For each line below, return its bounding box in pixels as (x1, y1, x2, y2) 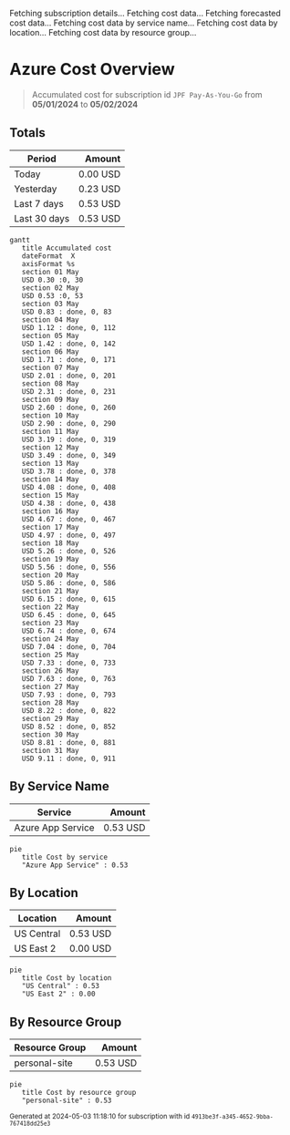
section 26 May (21, 666, 79, 676)
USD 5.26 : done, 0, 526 (21, 546, 117, 555)
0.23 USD (78, 182, 121, 195)
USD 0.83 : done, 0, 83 (21, 307, 112, 316)
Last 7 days (14, 197, 64, 210)
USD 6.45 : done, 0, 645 (21, 610, 117, 619)
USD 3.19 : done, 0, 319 (21, 435, 117, 444)
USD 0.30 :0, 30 (21, 275, 84, 284)
